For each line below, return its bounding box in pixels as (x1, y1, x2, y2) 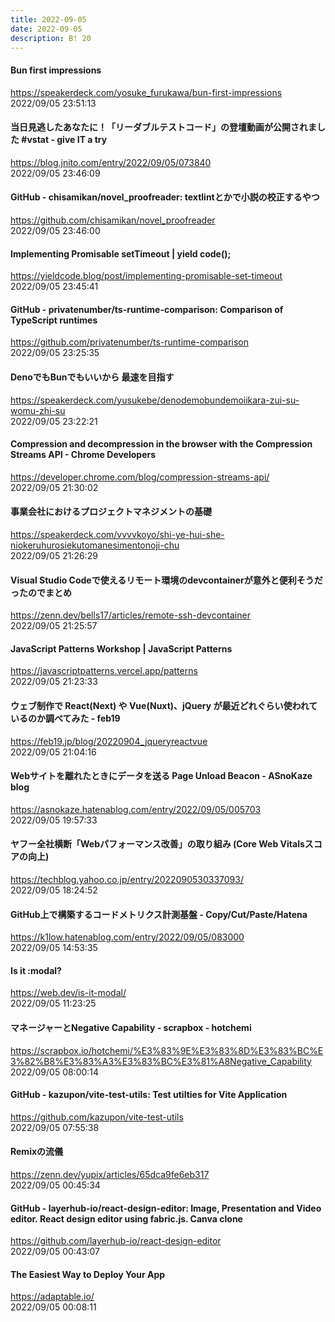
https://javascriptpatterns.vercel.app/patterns (10, 665, 198, 677)
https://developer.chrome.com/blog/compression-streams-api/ (10, 471, 270, 483)
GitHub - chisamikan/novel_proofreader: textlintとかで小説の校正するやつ (10, 191, 320, 203)
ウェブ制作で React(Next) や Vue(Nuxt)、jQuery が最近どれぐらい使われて (10, 700, 318, 711)
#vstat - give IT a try (21, 134, 108, 146)
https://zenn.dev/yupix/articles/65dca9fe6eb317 (10, 1169, 210, 1181)
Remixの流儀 (10, 1146, 64, 1158)
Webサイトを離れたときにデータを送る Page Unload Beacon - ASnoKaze (10, 770, 313, 782)
